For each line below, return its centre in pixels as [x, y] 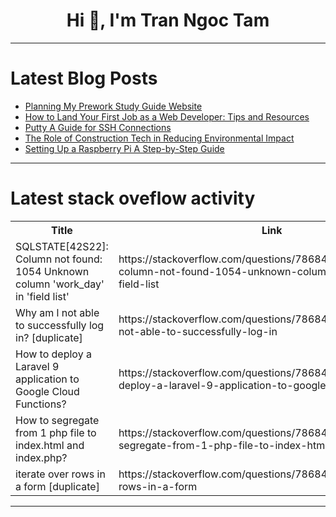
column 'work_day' [60, 284]
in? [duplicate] [49, 337]
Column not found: [59, 259]
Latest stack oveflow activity [133, 198]
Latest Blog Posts [84, 78]
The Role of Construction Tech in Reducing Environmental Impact [159, 138]
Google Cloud [47, 391]
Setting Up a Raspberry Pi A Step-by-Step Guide [124, 148]
